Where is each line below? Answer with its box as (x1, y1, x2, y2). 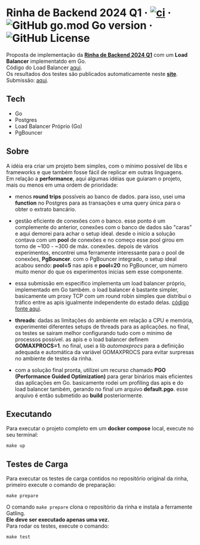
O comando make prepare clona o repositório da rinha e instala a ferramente (6, 503, 193, 511)
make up (6, 443, 26, 449)
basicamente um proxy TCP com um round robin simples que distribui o (14, 292, 192, 299)
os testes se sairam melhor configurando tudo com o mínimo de (14, 329, 173, 336)
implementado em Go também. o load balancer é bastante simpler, (14, 286, 179, 293)
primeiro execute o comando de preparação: (6, 482, 116, 489)
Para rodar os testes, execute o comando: (6, 522, 109, 529)
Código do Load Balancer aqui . (6, 63, 82, 71)
